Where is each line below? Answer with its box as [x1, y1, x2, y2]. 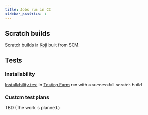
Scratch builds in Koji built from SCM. [5, 42, 80, 48]
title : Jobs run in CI [5, 7, 51, 12]
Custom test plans [5, 94, 50, 101]
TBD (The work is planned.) [5, 105, 60, 111]
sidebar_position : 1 [5, 12, 47, 16]
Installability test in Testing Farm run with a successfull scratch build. [5, 82, 144, 87]
